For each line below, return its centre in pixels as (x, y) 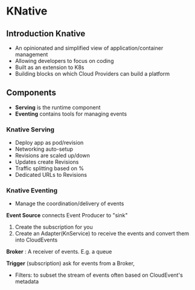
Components (31, 93)
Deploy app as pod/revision (49, 143)
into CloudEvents (36, 240)
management (31, 54)
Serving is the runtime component (58, 107)
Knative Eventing (32, 191)
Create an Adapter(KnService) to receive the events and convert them (102, 234)
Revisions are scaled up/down (53, 156)
